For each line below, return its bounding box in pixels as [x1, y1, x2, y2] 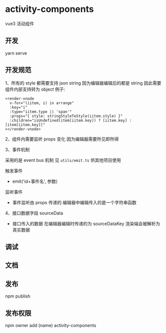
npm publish [5, 293, 31, 299]
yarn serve [5, 50, 27, 56]
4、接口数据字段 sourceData [5, 210, 63, 216]
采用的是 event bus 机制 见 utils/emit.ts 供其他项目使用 [5, 157, 121, 163]
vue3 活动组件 [5, 20, 34, 26]
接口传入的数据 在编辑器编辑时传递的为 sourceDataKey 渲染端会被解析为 [12, 221, 160, 226]
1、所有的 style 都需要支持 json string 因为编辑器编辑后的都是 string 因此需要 [5, 80, 162, 86]
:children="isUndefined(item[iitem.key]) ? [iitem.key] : [9, 118, 132, 123]
